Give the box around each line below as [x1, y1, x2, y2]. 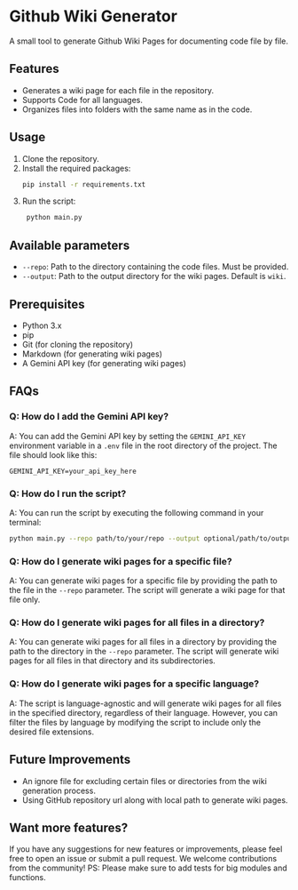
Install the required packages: [21, 163, 131, 173]
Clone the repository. [21, 153, 99, 164]
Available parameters [9, 237, 130, 253]
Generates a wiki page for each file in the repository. [21, 84, 215, 95]
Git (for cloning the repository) [21, 339, 134, 349]
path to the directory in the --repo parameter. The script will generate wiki [9, 646, 279, 657]
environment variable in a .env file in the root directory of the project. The [9, 440, 278, 451]
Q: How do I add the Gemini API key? [9, 411, 169, 423]
